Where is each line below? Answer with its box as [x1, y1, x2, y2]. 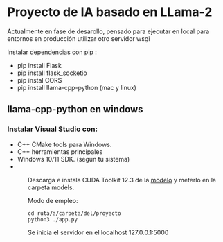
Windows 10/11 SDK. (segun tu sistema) [17, 155, 130, 163]
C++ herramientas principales [17, 147, 103, 156]
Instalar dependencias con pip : [7, 48, 97, 56]
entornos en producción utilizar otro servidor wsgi [7, 34, 150, 42]
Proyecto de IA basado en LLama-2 [7, 4, 213, 20]
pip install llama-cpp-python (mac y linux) [17, 83, 137, 92]
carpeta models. [27, 183, 75, 191]
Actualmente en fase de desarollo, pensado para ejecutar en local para [7, 27, 210, 35]
